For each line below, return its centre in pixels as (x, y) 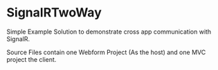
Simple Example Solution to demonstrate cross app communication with (109, 32)
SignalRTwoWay (54, 13)
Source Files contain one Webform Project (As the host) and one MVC (106, 52)
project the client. (31, 59)
